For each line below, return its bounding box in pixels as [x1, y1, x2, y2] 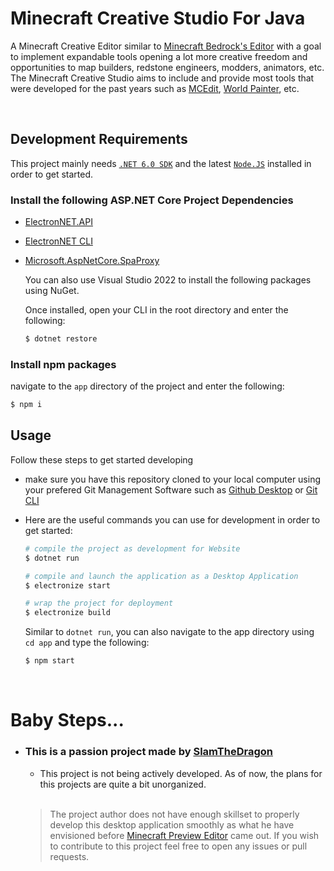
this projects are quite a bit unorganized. [39, 778, 207, 790]
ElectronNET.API [24, 216, 93, 228]
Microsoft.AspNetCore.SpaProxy [24, 255, 160, 267]
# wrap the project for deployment [24, 598, 174, 609]
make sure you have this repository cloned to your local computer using [24, 473, 322, 485]
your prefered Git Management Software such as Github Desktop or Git [24, 483, 318, 496]
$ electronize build [24, 608, 111, 618]
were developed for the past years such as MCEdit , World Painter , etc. [10, 82, 300, 94]
